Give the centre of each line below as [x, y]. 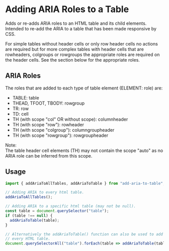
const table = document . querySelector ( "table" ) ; [57, 211]
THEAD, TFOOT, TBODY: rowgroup [48, 103]
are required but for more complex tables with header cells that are [75, 49]
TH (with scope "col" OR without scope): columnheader [70, 119]
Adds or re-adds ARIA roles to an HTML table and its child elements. [76, 23]
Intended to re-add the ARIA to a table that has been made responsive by [81, 28]
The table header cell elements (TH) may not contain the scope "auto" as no [84, 150]
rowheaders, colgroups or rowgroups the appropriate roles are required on [82, 55]
